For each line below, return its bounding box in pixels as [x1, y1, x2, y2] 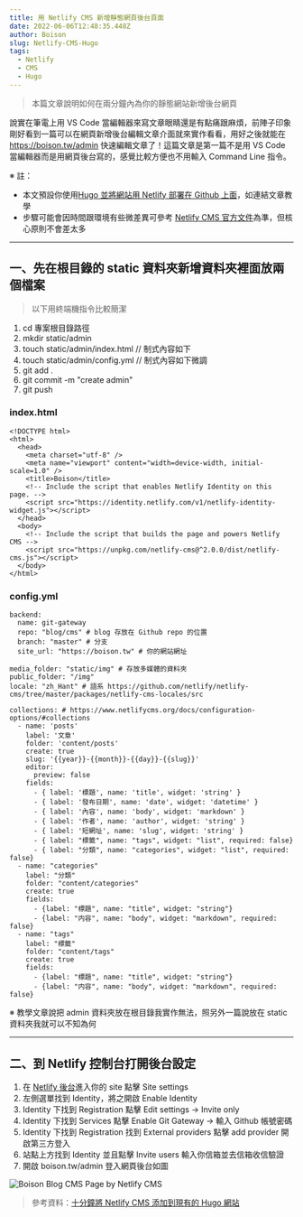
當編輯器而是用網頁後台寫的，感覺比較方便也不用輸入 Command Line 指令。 [9, 151, 291, 162]
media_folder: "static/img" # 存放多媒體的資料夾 [9, 664, 188, 674]
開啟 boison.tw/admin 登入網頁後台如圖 [22, 1160, 169, 1171]
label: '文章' [25, 731, 76, 740]
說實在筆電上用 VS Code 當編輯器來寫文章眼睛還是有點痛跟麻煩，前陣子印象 [9, 116, 291, 127]
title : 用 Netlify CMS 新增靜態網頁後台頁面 [9, 13, 164, 23]
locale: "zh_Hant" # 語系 [9, 683, 104, 692]
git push [22, 384, 53, 395]
